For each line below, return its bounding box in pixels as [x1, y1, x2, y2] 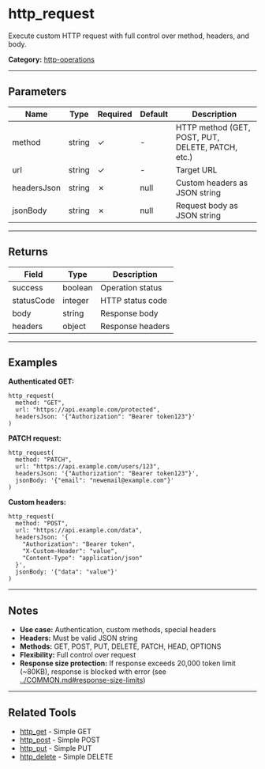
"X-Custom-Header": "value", [22, 547, 118, 555]
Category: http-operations [8, 55, 95, 64]
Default [140, 108, 168, 119]
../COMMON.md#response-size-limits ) [19, 676, 146, 685]
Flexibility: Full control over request [19, 650, 136, 660]
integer [62, 294, 89, 305]
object [62, 320, 87, 331]
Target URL [175, 164, 218, 175]
